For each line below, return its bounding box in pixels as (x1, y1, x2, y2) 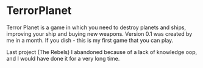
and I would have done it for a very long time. (6, 55, 120, 62)
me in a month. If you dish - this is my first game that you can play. (6, 36, 174, 44)
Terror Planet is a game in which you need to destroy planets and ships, (6, 24, 187, 31)
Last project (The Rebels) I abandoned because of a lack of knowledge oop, (6, 48, 198, 55)
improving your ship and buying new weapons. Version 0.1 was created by (6, 30, 193, 37)
